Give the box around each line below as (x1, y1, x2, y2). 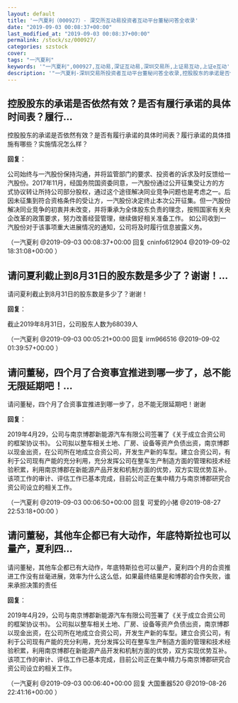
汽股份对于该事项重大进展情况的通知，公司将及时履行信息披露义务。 (7, 223, 206, 232)
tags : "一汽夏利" (7, 57, 55, 64)
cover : (7, 50, 27, 57)
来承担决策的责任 (7, 581, 57, 589)
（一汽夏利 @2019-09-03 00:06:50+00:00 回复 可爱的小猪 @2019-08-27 (7, 498, 221, 506)
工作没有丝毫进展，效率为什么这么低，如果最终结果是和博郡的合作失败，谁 (13, 571, 231, 581)
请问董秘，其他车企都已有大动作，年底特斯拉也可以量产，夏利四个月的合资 (7, 563, 225, 571)
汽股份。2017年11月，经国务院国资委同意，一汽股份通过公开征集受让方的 (7, 178, 219, 188)
